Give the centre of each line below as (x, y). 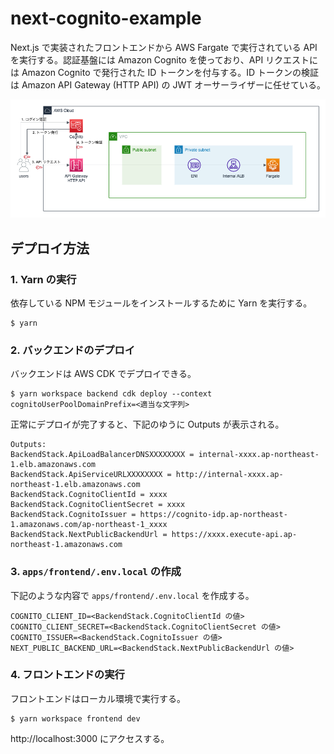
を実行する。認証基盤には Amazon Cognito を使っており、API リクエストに (164, 59)
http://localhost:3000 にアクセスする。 (90, 738)
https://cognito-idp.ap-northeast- (213, 515)
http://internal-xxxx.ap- (229, 475)
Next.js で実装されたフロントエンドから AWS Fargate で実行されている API (164, 47)
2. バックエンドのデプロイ (73, 350)
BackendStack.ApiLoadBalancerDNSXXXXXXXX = (102, 455)
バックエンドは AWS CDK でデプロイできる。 (103, 374)
